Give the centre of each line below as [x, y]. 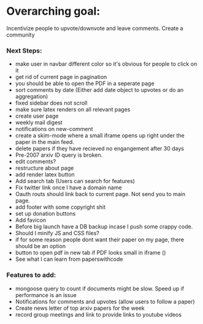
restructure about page [44, 168]
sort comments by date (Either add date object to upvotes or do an [99, 90]
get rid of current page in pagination [61, 77]
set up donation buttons [45, 214]
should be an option [40, 246]
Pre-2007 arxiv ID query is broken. [59, 155]
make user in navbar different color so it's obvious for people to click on [106, 64]
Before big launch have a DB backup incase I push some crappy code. [104, 227]
